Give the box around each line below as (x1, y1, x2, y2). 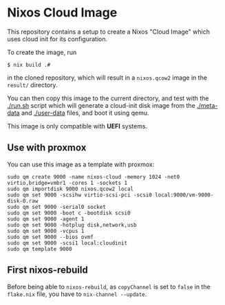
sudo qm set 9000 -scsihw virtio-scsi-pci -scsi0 (7, 191, 153, 199)
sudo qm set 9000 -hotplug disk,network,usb (7, 221, 137, 228)
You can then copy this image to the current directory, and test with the (7, 94, 209, 102)
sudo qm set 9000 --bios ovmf (7, 234, 94, 240)
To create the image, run (7, 48, 77, 56)
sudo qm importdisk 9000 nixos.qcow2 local (7, 185, 134, 192)
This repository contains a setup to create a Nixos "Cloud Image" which (7, 27, 210, 36)
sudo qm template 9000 (7, 245, 72, 252)
